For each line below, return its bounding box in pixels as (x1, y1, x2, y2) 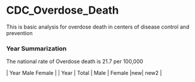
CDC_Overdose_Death (6, 4, 119, 17)
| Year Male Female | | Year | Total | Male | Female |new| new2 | (6, 70, 162, 77)
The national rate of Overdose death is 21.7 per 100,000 (6, 58, 144, 65)
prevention (6, 29, 33, 36)
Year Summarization (6, 44, 67, 52)
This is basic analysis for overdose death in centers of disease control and (6, 23, 190, 30)
